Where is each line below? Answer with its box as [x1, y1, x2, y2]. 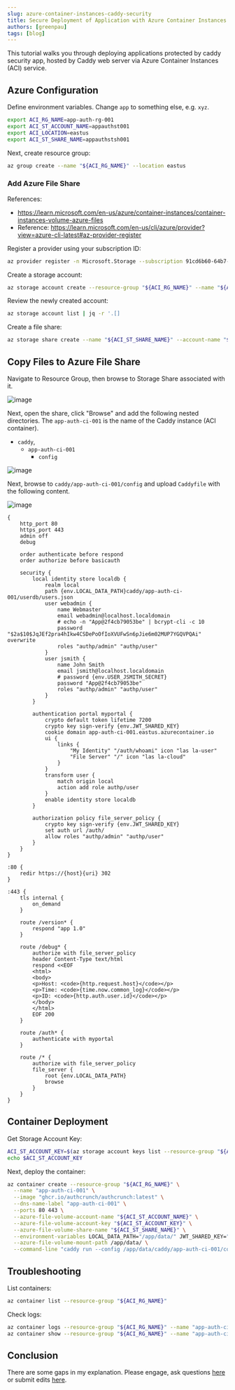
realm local [44, 582, 80, 589]
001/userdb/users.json [7, 594, 73, 601]
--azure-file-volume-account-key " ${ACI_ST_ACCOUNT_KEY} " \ [13, 1220, 192, 1227]
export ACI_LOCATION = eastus [7, 129, 90, 137]
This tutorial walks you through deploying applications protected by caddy [7, 49, 222, 57]
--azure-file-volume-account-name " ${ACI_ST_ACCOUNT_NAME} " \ [13, 1213, 199, 1220]
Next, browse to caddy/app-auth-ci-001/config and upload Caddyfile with [7, 479, 220, 488]
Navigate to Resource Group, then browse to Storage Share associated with [7, 374, 225, 383]
